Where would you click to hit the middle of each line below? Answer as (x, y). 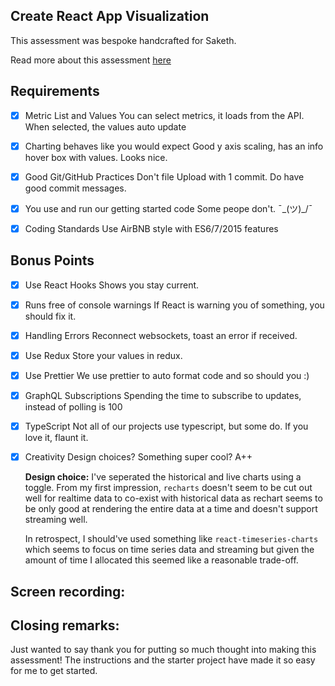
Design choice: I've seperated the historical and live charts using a (163, 477)
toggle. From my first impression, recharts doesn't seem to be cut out (168, 488)
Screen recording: (68, 591)
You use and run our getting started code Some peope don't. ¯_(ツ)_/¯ (168, 208)
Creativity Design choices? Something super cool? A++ (138, 457)
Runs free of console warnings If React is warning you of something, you (174, 305)
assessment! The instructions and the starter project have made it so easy (163, 660)
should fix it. (50, 316)
